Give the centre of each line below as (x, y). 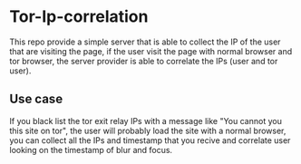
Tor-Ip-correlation (79, 17)
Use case (36, 99)
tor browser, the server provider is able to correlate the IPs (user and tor (144, 61)
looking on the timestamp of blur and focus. (91, 150)
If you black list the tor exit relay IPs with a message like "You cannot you (146, 121)
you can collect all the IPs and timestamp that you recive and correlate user (150, 140)
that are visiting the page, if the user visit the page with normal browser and (151, 51)
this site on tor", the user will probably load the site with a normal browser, (148, 130)
